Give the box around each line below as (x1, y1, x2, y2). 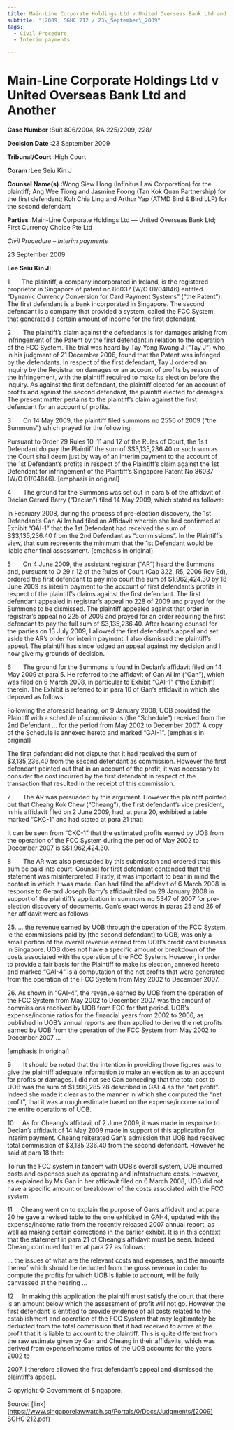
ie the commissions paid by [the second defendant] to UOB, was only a (7, 930, 212, 939)
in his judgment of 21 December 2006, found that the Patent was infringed (7, 351, 221, 359)
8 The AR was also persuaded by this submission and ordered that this (7, 858, 221, 866)
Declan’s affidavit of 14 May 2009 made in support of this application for (7, 1126, 215, 1135)
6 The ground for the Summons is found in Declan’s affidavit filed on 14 (7, 663, 222, 671)
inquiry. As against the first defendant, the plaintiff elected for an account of (7, 380, 226, 389)
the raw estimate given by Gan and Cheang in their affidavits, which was (7, 1337, 215, 1345)
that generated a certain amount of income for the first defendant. (7, 315, 198, 323)
